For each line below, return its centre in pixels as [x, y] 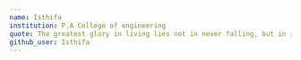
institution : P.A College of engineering [88, 26]
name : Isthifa [36, 17]
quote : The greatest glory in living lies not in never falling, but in [148, 34]
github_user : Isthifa [50, 42]
